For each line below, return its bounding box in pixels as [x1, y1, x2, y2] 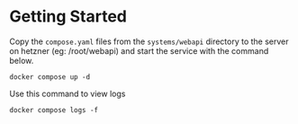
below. [9, 55, 34, 66]
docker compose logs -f [9, 105, 99, 114]
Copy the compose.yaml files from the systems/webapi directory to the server [9, 36, 290, 47]
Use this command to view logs [9, 88, 126, 99]
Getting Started [9, 6, 128, 27]
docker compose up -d [9, 72, 91, 82]
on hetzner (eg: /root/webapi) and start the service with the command [9, 45, 269, 56]
